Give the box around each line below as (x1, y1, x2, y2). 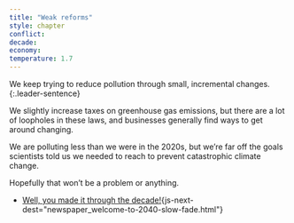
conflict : (9, 29, 46, 38)
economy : (9, 46, 42, 55)
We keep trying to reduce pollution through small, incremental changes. (9, 79, 270, 89)
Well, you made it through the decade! (21, 195, 162, 205)
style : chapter (9, 21, 66, 30)
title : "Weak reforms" (9, 12, 93, 22)
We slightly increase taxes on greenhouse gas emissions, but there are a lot (9, 106, 285, 115)
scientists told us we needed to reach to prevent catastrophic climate (9, 151, 261, 161)
